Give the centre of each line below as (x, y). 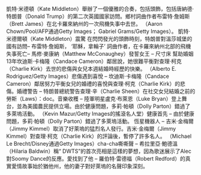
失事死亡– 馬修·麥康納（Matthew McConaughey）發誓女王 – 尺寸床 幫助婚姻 (100, 54)
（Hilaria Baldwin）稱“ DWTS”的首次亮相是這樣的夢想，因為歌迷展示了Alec (99, 151)
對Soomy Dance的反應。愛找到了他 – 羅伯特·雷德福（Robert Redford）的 (96, 159)
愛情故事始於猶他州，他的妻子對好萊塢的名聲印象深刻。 (79, 166)
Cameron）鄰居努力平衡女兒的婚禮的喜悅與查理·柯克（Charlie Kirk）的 (93, 84)
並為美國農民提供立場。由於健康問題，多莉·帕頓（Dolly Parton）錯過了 (103, 106)
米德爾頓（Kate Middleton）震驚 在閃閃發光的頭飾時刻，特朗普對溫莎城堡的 (99, 39)
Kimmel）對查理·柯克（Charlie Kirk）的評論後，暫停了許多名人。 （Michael (99, 136)
